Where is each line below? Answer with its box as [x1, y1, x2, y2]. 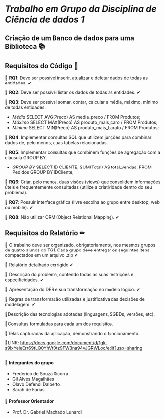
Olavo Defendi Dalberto [12, 381, 60, 387]
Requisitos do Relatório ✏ [5, 229, 85, 237]
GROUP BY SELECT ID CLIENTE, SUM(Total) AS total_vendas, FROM [12, 164, 152, 170]
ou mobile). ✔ [5, 205, 33, 211]
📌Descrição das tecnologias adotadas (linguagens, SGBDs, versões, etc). [5, 311, 155, 317]
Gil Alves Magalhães [12, 376, 55, 382]
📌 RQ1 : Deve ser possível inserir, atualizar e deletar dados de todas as [5, 75, 148, 81]
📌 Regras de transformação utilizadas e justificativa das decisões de [5, 296, 145, 302]
